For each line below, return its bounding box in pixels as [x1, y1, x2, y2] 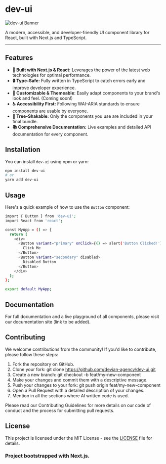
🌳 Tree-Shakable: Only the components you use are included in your [12, 113, 153, 119]
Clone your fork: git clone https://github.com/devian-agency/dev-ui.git [12, 366, 156, 372]
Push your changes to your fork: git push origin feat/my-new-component [12, 382, 161, 388]
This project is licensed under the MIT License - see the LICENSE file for [5, 435, 152, 441]
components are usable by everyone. [12, 108, 88, 114]
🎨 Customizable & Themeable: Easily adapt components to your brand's [12, 90, 161, 96]
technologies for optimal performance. [12, 72, 91, 78]
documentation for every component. [12, 131, 89, 137]
